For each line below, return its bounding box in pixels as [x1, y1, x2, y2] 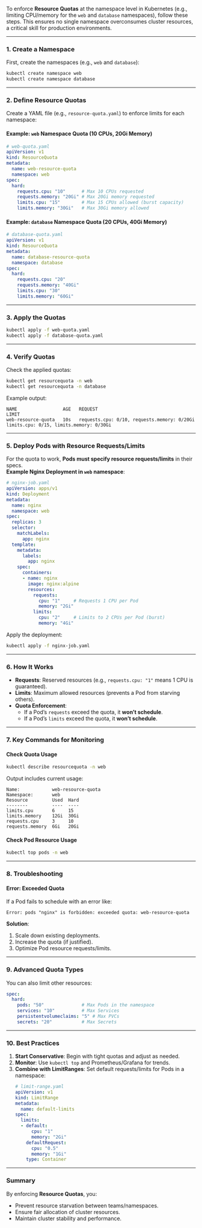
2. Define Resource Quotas [6, 96, 87, 104]
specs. [6, 462, 23, 469]
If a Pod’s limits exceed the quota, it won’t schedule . [23, 715, 158, 722]
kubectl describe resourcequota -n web [6, 764, 106, 770]
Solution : [6, 920, 29, 927]
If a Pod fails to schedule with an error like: [6, 898, 112, 905]
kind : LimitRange [14, 1095, 59, 1101]
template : [11, 542, 36, 548]
